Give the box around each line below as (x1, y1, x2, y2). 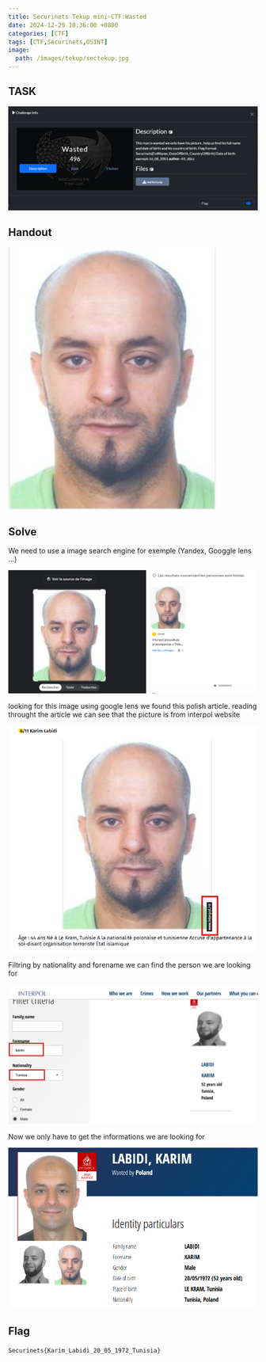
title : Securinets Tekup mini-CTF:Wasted (8, 13, 147, 21)
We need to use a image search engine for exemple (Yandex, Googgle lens (8, 546, 252, 556)
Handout (8, 226, 52, 239)
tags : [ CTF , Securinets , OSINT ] (8, 38, 108, 46)
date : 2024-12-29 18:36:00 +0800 (8, 21, 119, 29)
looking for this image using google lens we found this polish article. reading (8, 702, 257, 711)
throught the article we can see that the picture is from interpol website (8, 710, 240, 720)
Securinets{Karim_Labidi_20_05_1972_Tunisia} (8, 1346, 161, 1354)
